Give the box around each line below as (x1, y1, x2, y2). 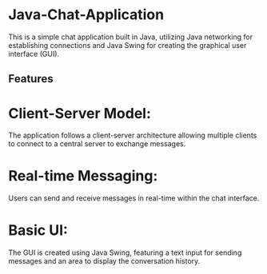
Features (8, 72, 54, 85)
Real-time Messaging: (8, 167, 158, 185)
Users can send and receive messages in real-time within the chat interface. (8, 193, 260, 203)
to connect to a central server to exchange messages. (8, 139, 186, 149)
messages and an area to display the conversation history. (8, 256, 201, 266)
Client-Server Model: (8, 104, 152, 122)
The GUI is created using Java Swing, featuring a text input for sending (8, 248, 242, 257)
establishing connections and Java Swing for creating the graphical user (8, 40, 247, 50)
